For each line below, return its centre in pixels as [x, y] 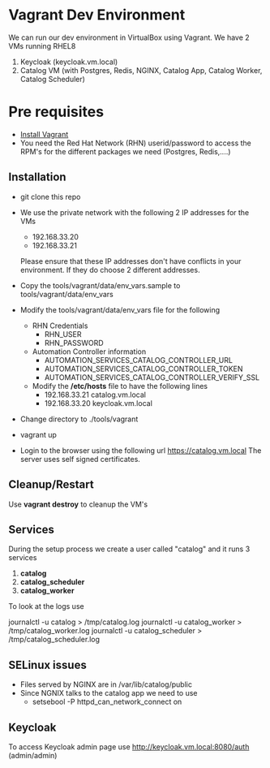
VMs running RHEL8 [42, 45]
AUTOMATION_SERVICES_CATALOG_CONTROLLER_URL [139, 360]
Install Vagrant [44, 134]
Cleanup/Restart [51, 485]
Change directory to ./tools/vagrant [79, 419]
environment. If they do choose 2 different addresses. [110, 270]
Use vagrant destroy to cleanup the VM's [78, 504]
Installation [37, 177]
